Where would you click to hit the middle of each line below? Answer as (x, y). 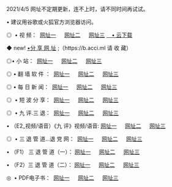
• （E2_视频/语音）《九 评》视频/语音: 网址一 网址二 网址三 (86, 126)
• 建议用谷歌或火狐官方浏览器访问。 (51, 22)
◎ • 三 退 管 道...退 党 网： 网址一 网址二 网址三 (74, 139)
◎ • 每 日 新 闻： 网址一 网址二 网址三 (62, 87)
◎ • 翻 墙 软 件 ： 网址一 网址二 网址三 (63, 74)
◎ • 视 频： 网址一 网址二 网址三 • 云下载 (69, 35)
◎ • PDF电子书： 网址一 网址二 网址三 (62, 178)
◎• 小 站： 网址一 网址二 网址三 (54, 61)
